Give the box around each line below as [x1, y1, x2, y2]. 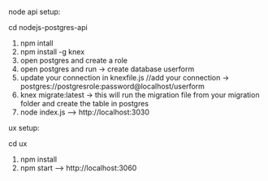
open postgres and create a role [19, 56, 128, 65]
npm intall [19, 38, 54, 48]
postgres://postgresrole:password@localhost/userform [19, 81, 205, 91]
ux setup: [8, 123, 40, 132]
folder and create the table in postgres [19, 99, 149, 108]
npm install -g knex [19, 47, 85, 56]
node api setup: [8, 7, 61, 16]
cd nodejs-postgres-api [8, 23, 88, 32]
